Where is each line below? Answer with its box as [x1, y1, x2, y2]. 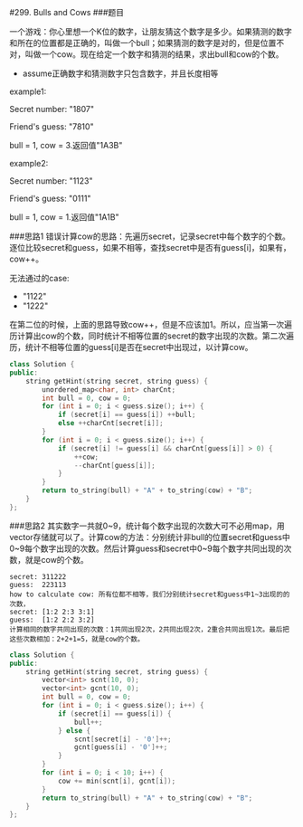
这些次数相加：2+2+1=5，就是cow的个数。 [9, 634, 145, 643]
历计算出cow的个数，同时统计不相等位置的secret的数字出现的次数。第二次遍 [9, 330, 294, 341]
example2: [9, 158, 49, 168]
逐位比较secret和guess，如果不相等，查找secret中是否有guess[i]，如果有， [9, 242, 291, 252]
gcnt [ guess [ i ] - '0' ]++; [73, 743, 168, 752]
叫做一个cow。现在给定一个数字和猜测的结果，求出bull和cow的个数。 [24, 49, 284, 60]
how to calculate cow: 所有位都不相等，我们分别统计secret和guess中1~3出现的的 [9, 590, 290, 599]
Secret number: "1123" [9, 176, 93, 186]
